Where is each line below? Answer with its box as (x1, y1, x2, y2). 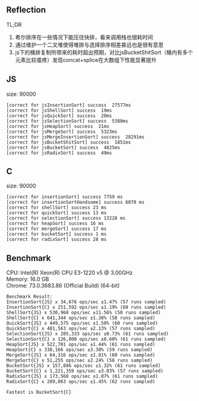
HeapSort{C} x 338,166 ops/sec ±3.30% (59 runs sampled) (6, 347, 153, 353)
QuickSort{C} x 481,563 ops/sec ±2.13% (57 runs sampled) (6, 326, 155, 332)
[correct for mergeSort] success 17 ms (6, 226, 107, 232)
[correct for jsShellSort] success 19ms (6, 107, 113, 113)
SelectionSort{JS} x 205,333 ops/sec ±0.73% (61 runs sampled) (6, 331, 169, 337)
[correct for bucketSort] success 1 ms (6, 231, 107, 237)
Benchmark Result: (6, 294, 53, 300)
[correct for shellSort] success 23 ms (6, 204, 107, 211)
